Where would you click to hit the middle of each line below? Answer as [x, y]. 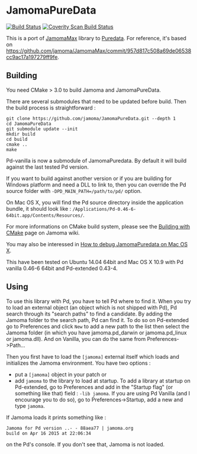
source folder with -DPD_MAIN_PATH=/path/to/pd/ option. [74, 191]
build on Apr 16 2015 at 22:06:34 [49, 433]
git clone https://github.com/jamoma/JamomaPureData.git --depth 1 [91, 118]
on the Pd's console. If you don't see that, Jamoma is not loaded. [85, 444]
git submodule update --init [42, 129]
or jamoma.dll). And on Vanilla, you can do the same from [76, 339]
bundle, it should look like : [39, 208]
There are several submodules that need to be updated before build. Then [96, 101]
